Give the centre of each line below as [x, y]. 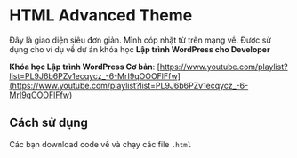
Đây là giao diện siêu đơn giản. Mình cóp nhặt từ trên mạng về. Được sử [140, 40]
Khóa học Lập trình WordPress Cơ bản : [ [84, 67]
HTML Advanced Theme [101, 16]
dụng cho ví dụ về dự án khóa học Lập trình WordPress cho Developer [140, 49]
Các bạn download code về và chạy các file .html [100, 144]
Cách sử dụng [49, 123]
